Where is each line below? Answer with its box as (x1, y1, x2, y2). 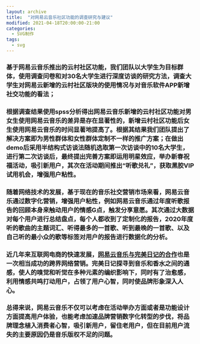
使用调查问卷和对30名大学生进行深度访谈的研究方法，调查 (18, 72, 186, 80)
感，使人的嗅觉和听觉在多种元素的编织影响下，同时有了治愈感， (6, 268, 190, 276)
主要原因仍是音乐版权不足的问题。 (18, 330, 116, 339)
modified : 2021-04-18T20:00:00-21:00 (6, 20, 100, 26)
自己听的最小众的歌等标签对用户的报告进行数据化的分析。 (6, 233, 171, 241)
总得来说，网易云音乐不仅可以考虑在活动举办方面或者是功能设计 (6, 303, 190, 312)
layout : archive (6, 8, 47, 15)
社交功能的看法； (6, 90, 56, 98)
